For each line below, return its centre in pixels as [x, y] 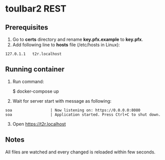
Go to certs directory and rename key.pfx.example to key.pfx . [78, 39]
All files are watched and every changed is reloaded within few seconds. [80, 152]
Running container [35, 69]
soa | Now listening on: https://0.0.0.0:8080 [73, 110]
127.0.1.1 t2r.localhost [33, 54]
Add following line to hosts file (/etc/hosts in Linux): [66, 45]
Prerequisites [27, 27]
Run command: [28, 82]
